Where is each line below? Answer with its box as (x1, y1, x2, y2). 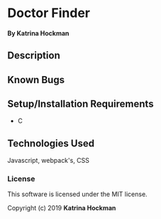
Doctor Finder (7, 5, 91, 21)
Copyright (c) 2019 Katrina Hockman (7, 204, 116, 213)
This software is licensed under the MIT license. (7, 190, 148, 198)
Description (7, 50, 60, 62)
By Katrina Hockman (7, 28, 70, 37)
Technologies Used (7, 137, 94, 149)
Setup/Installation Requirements (7, 97, 154, 109)
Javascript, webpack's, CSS (7, 156, 90, 165)
